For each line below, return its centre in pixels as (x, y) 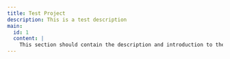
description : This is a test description (67, 20)
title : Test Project (37, 13)
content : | (29, 39)
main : (15, 26)
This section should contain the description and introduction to (116, 45)
